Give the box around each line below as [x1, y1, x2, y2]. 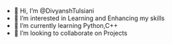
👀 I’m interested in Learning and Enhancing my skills [13, 14, 165, 22]
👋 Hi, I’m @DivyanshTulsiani [13, 7, 95, 15]
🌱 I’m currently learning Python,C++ [13, 22, 118, 29]
